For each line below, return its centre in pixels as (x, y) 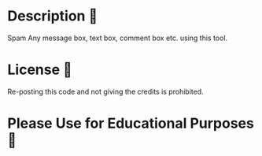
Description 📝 (53, 16)
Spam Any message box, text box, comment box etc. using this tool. (118, 38)
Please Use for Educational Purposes (131, 123)
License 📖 (40, 70)
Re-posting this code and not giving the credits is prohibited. (105, 91)
